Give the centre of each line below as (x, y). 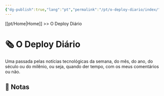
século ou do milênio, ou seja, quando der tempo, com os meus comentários (82, 66)
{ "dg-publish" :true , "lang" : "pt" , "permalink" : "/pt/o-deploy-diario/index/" (83, 10)
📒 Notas (17, 87)
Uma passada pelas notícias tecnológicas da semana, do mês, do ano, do (79, 61)
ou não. (13, 72)
